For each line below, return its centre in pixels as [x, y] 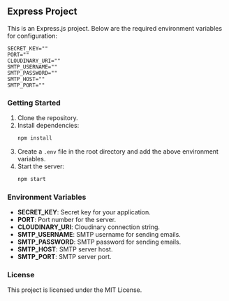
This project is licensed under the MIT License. [75, 290]
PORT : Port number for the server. [67, 220]
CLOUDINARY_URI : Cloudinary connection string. [89, 227]
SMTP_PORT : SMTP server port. [64, 257]
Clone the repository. [47, 118]
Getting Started [34, 103]
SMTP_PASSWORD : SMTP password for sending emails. [99, 242]
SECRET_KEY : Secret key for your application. [84, 212]
